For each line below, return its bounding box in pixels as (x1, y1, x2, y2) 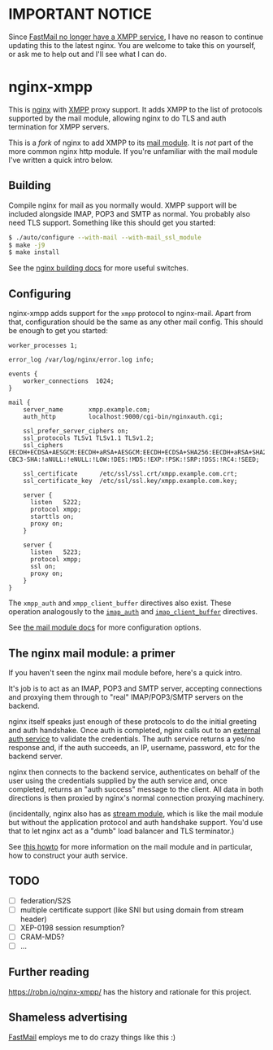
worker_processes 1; (8, 341, 79, 350)
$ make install (8, 248, 60, 257)
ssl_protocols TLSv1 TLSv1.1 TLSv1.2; (23, 434, 154, 442)
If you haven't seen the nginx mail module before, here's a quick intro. (8, 667, 242, 677)
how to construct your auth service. (8, 850, 128, 860)
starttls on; (29, 512, 75, 521)
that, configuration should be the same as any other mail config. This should (8, 317, 264, 327)
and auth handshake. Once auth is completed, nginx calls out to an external (8, 725, 261, 735)
